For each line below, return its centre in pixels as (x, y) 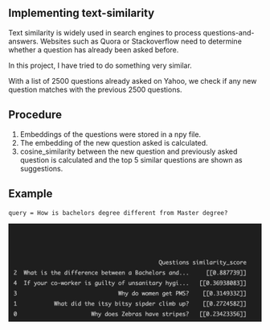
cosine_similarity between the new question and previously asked (129, 151)
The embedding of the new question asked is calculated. (114, 142)
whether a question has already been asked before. (94, 49)
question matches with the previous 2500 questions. (95, 89)
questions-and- (229, 32)
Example (31, 194)
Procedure (35, 115)
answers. (23, 41)
